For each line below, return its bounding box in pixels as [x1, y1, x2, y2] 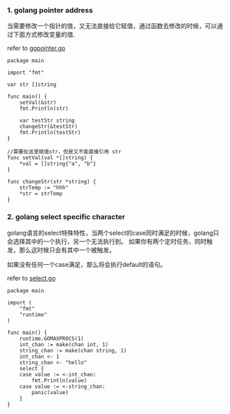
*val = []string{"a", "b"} [19, 160, 97, 168]
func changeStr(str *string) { [7, 179, 97, 185]
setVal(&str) [19, 99, 57, 106]
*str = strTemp [19, 190, 63, 197]
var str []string [7, 81, 57, 88]
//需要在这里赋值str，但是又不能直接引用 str [7, 148, 122, 155]
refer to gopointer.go [7, 44, 66, 53]
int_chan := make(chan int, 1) [19, 341, 109, 348]
